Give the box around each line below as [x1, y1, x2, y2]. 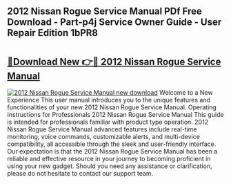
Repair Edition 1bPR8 [7, 27, 99, 39]
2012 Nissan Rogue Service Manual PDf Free [7, 6, 202, 17]
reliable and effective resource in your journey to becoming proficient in [7, 155, 211, 163]
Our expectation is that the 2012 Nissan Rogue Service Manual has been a [7, 147, 218, 155]
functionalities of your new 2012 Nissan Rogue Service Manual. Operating [7, 103, 217, 111]
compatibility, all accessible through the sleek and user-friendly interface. [7, 140, 217, 148]
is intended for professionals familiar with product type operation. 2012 [7, 118, 209, 126]
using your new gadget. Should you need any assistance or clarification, [7, 162, 212, 170]
